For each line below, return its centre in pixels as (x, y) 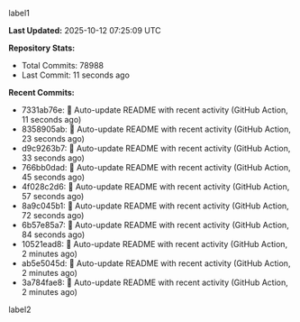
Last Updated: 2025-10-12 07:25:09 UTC (85, 30)
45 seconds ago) (53, 177)
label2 (20, 309)
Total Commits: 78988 (63, 65)
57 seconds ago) (53, 196)
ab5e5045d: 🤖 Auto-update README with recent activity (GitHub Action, (156, 263)
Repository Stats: (42, 48)
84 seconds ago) (53, 235)
